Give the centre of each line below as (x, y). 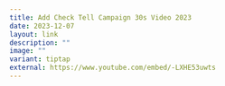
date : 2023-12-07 (42, 26)
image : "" (28, 51)
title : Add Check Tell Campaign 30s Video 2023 (101, 17)
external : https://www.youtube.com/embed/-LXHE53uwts (113, 68)
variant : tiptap (40, 59)
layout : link (34, 34)
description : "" (40, 43)
